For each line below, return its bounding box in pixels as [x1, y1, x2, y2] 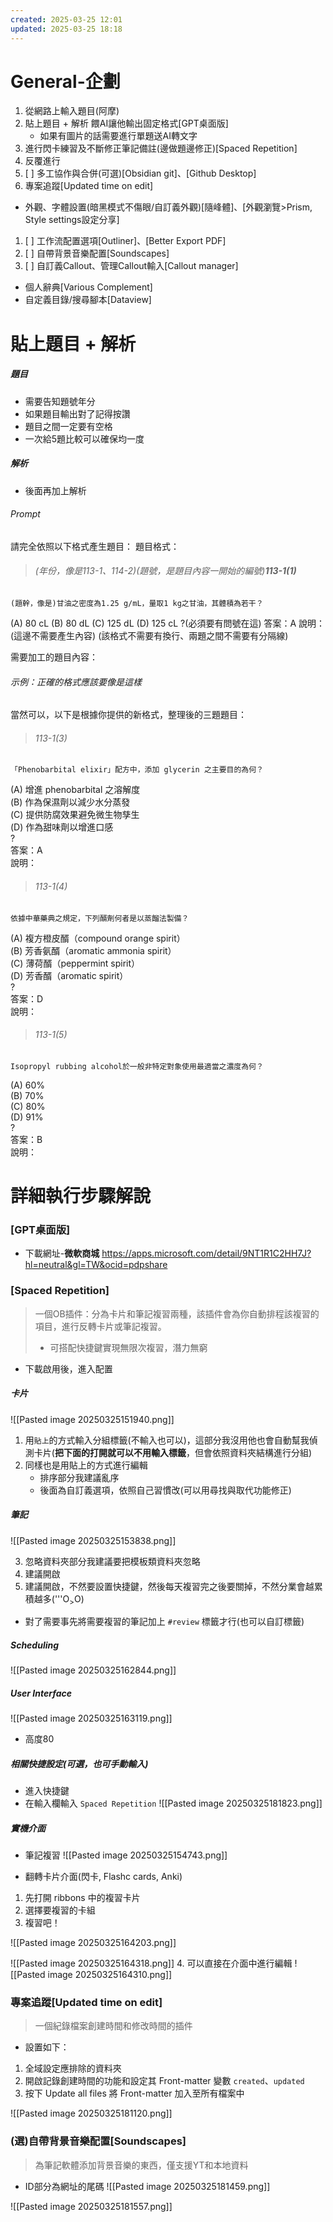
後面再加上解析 [24, 484, 87, 496]
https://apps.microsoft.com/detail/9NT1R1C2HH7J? [101, 1247, 312, 1260]
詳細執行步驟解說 [10, 1184, 152, 1207]
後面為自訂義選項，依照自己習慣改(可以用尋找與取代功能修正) [39, 1484, 292, 1496]
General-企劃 [10, 70, 121, 93]
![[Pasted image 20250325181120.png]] [10, 2107, 173, 2120]
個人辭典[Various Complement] [24, 281, 153, 293]
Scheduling [10, 1639, 60, 1651]
